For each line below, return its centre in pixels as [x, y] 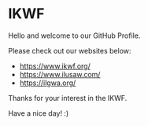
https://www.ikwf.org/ [55, 66]
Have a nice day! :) [39, 113]
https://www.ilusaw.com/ [60, 74]
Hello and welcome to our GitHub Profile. [74, 35]
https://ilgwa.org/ [48, 83]
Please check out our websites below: [70, 50]
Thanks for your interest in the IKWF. [68, 98]
